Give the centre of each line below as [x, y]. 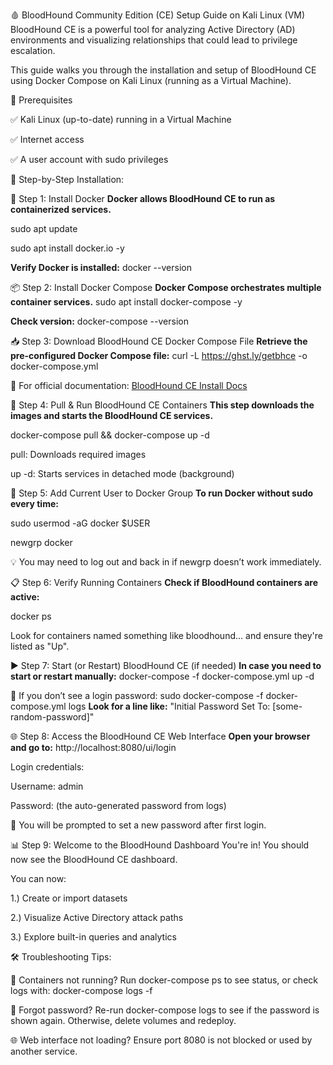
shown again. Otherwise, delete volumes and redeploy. [123, 1020]
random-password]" [52, 717]
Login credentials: [47, 767]
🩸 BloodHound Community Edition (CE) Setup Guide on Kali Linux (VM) [158, 15]
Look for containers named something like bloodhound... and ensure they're [166, 635]
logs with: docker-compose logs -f [81, 990]
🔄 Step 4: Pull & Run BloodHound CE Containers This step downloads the [162, 405]
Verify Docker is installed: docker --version [101, 267]
